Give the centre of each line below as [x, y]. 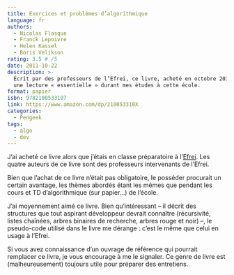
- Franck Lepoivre [40, 40]
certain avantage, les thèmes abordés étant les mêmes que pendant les [110, 185]
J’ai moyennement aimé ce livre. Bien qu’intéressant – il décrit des [102, 206]
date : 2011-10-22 [32, 66]
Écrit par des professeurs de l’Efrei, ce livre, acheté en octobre [115, 79]
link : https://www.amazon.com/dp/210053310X [73, 105]
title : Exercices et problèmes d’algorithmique [78, 14]
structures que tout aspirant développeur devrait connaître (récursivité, [109, 214]
